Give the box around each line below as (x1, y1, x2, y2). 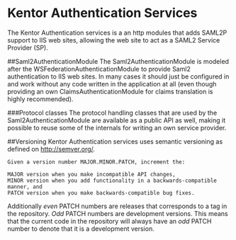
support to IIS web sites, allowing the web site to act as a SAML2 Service (7, 35, 220, 44)
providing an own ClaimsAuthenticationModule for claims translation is (7, 87, 213, 96)
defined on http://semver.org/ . (7, 144, 96, 153)
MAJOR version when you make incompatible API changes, (7, 171, 176, 178)
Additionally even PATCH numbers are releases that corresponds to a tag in (7, 202, 227, 210)
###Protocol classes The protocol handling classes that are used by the (7, 108, 218, 117)
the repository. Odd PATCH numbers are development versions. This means (7, 209, 228, 217)
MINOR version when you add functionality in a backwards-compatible (7, 177, 218, 184)
